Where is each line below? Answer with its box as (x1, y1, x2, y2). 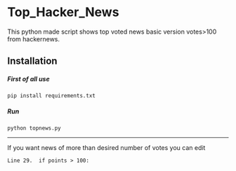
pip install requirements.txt (7, 93, 96, 100)
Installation (7, 55, 58, 67)
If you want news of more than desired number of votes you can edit (7, 144, 206, 152)
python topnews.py (7, 125, 61, 132)
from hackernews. (7, 34, 60, 43)
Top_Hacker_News (7, 4, 119, 20)
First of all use (7, 74, 51, 83)
